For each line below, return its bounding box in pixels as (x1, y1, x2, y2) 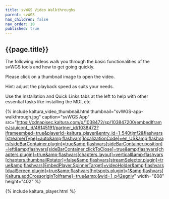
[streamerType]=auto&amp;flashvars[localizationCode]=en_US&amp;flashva (5, 135, 164, 141)
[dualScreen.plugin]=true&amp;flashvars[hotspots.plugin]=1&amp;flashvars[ (5, 168, 164, 174)
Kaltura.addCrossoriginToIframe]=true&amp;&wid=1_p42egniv (5, 173, 135, 179)
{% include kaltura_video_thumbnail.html (5, 108, 90, 114)
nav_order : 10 (5, 21, 35, 27)
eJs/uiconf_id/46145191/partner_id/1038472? (5, 125, 99, 131)
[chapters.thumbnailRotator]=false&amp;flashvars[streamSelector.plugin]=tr (5, 156, 164, 163)
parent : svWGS (5, 12, 35, 17)
